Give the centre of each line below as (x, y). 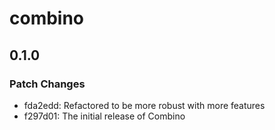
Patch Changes (47, 84)
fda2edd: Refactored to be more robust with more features (144, 105)
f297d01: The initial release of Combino (104, 116)
